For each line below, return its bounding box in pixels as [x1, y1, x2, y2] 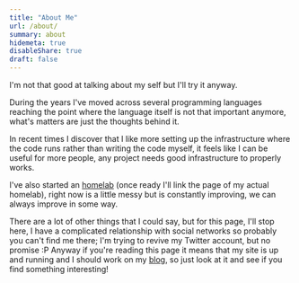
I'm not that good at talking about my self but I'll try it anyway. [9, 80, 238, 90]
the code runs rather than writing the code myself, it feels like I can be [9, 143, 268, 154]
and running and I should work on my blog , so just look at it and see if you [9, 254, 283, 265]
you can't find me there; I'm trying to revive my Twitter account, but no [9, 235, 271, 245]
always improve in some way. [9, 199, 119, 209]
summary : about [9, 30, 66, 39]
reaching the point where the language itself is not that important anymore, [9, 107, 286, 117]
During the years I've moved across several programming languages [9, 97, 262, 108]
